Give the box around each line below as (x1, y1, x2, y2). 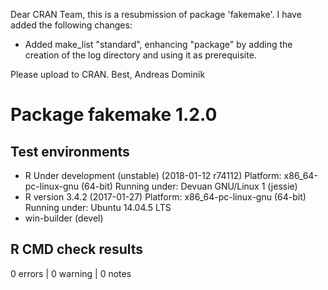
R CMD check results (10, 241, 144, 258)
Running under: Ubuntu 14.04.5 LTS (24, 202, 172, 213)
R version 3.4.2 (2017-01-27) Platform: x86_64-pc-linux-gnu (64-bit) (24, 191, 307, 203)
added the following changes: (10, 19, 133, 31)
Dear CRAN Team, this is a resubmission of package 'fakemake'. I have (10, 9, 302, 20)
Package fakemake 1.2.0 (10, 104, 218, 126)
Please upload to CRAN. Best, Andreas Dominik (10, 69, 206, 80)
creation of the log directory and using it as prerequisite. (24, 49, 257, 61)
